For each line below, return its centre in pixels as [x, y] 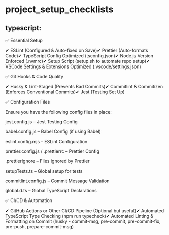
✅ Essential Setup [24, 40]
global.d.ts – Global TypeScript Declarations [51, 191]
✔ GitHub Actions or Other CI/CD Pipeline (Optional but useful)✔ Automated [85, 211]
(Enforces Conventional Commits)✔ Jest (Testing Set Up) [65, 92]
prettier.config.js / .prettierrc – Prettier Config [53, 151]
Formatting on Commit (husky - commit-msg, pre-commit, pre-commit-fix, [83, 221]
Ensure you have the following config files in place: [58, 112]
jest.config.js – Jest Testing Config [41, 122]
